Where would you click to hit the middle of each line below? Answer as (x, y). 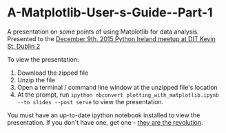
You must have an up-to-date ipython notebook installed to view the (104, 115)
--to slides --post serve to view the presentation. (90, 101)
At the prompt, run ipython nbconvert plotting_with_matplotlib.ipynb (118, 95)
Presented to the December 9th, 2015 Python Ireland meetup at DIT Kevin (111, 38)
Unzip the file (36, 80)
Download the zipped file (53, 73)
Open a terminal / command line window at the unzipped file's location (117, 87)
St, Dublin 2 (24, 46)
